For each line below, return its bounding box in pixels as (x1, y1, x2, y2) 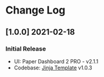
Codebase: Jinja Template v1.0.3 (13, 64, 92, 71)
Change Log (5, 4, 65, 17)
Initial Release (5, 45, 46, 53)
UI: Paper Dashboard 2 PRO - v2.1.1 (13, 58, 99, 65)
